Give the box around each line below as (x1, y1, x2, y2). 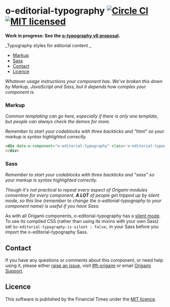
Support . (5, 268, 24, 274)
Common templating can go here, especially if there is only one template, (5, 113, 158, 119)
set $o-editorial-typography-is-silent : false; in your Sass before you (5, 223, 159, 230)
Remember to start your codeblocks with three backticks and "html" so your (5, 128, 164, 134)
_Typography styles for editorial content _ (5, 42, 92, 48)
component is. (5, 89, 35, 95)
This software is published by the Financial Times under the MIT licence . (5, 296, 157, 302)
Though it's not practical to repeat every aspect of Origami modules (5, 187, 148, 193)
